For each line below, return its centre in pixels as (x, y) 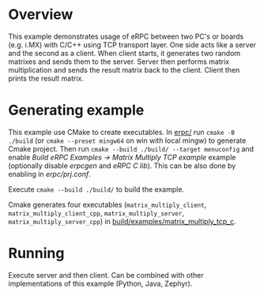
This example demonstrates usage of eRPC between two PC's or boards (126, 36)
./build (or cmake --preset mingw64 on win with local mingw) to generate (127, 141)
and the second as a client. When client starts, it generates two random (124, 53)
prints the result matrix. (46, 78)
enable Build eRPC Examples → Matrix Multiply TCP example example (122, 157)
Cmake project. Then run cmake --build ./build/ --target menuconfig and (131, 148)
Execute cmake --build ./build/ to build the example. (96, 189)
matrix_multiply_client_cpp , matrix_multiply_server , (96, 213)
